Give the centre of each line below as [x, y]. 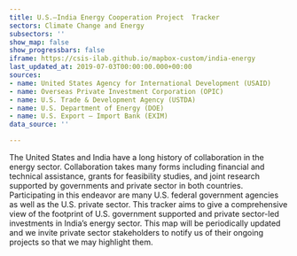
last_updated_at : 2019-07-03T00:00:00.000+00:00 [101, 67]
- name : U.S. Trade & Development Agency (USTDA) [103, 100]
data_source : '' [39, 125]
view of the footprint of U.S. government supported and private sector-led [144, 214]
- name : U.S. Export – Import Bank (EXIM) [89, 116]
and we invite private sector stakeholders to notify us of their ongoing [137, 233]
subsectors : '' [37, 34]
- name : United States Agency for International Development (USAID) [141, 83]
